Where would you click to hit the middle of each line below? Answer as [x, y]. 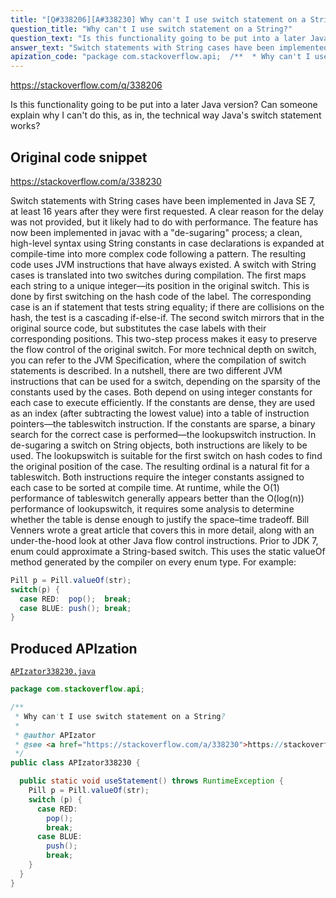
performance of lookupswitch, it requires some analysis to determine [152, 508]
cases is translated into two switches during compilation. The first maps [158, 275]
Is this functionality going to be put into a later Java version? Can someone [164, 105]
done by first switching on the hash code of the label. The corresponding [161, 296]
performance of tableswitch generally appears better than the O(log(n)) [157, 498]
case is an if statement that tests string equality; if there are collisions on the [167, 307]
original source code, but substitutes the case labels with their [138, 328]
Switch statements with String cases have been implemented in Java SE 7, [163, 200]
